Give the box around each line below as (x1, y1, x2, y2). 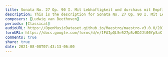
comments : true (5, 35, 37, 40)
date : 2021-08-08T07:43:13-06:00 (5, 44, 75, 49)
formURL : (5, 30, 23, 35)
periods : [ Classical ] (5, 21, 50, 26)
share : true (5, 40, 30, 45)
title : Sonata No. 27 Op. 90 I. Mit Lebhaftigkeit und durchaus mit (5, 7, 151, 12)
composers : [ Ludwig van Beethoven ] (5, 16, 79, 21)
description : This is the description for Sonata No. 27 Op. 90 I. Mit (5, 12, 157, 17)
